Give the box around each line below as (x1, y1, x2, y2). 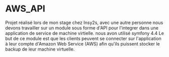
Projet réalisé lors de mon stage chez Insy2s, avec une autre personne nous (5, 19, 163, 25)
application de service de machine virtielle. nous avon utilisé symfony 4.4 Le (5, 30, 164, 36)
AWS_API (5, 3, 45, 14)
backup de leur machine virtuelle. (5, 46, 75, 52)
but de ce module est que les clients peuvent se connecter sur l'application (5, 35, 161, 41)
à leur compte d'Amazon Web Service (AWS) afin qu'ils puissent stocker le (5, 40, 160, 46)
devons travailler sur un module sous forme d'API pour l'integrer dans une (5, 24, 159, 30)
